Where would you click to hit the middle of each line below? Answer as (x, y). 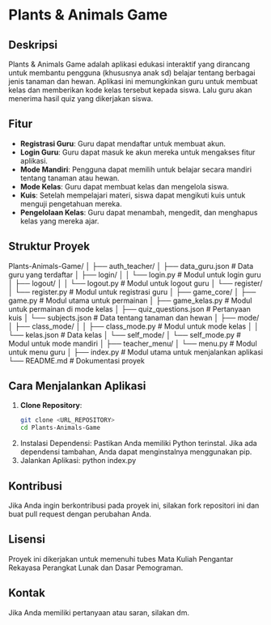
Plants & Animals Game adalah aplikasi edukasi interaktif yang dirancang (129, 64)
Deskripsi (33, 45)
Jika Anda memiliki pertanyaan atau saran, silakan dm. (99, 612)
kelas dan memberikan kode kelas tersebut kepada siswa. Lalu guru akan (130, 90)
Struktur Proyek (49, 247)
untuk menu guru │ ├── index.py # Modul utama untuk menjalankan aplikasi (136, 352)
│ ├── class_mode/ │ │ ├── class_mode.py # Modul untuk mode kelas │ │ (134, 326)
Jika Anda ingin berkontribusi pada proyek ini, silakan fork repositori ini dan (134, 505)
